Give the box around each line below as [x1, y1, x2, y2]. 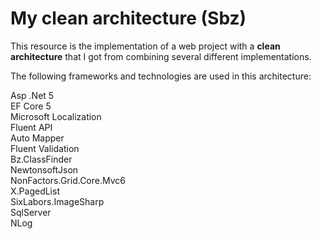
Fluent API [10, 121, 53, 133]
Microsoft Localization [10, 110, 102, 122]
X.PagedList [10, 185, 60, 197]
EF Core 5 [10, 100, 52, 112]
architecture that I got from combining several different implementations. [10, 50, 312, 62]
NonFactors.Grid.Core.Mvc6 [10, 174, 126, 186]
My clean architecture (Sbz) [10, 7, 247, 30]
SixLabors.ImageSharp [10, 195, 105, 207]
